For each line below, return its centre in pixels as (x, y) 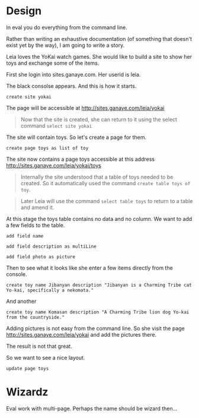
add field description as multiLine (51, 246)
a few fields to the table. (36, 225)
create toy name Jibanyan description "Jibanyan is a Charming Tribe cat (99, 285)
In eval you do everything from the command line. (67, 27)
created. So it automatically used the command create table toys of (105, 183)
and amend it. (37, 207)
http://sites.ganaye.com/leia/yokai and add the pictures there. (81, 334)
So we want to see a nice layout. (46, 357)
